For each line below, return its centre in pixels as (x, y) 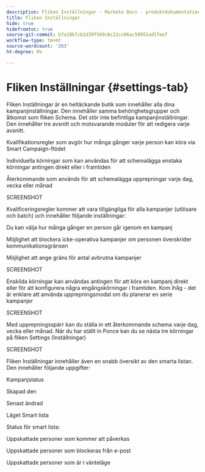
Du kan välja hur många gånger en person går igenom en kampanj (89, 227)
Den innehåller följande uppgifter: (48, 367)
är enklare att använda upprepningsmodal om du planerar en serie (89, 294)
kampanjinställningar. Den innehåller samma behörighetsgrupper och (93, 111)
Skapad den (21, 391)
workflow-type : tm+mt (34, 40)
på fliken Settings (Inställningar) (46, 337)
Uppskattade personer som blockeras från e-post (69, 451)
